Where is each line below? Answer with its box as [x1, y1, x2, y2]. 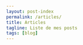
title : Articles [6, 19, 46, 25]
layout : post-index [6, 8, 54, 15]
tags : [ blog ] [6, 30, 38, 36]
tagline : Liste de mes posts [6, 25, 78, 31]
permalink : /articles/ [6, 14, 62, 20]
